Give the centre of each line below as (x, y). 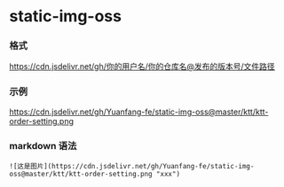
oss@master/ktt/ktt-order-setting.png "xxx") (95, 175)
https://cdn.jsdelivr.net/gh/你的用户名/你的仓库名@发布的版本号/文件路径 (142, 66)
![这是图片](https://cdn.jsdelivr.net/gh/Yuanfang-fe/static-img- (132, 167)
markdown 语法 (43, 145)
